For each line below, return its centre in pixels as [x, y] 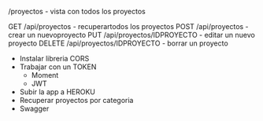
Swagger [34, 108]
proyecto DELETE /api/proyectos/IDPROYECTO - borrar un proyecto [118, 43]
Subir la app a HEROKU [57, 92]
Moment [45, 75]
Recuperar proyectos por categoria [76, 100]
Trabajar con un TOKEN [58, 67]
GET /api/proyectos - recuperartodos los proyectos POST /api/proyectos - [129, 26]
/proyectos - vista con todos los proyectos [77, 11]
